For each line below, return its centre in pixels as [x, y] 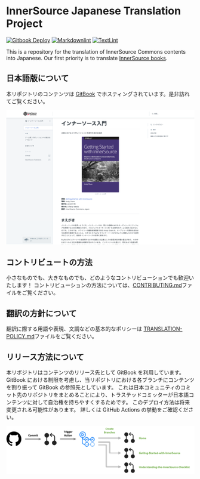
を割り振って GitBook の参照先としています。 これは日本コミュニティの [93, 387]
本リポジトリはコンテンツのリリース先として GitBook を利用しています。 [95, 372]
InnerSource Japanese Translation [93, 11]
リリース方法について [45, 357]
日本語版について [38, 78]
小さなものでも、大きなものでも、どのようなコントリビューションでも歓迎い [100, 278]
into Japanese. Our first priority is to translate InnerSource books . [87, 58]
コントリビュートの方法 [49, 262]
